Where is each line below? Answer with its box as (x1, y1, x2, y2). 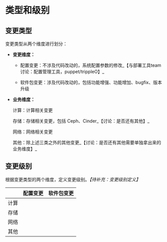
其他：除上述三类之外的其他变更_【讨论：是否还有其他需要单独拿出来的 (12, 140, 161, 145)
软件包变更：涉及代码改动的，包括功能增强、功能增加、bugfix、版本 (20, 79, 162, 85)
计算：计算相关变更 (12, 107, 53, 113)
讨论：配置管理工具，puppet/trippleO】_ (20, 69, 105, 74)
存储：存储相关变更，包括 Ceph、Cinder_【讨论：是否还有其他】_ (12, 118, 150, 124)
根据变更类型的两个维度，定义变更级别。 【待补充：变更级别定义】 (5, 176, 141, 182)
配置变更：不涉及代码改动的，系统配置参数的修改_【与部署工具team (20, 62, 161, 68)
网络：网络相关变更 (12, 129, 53, 135)
